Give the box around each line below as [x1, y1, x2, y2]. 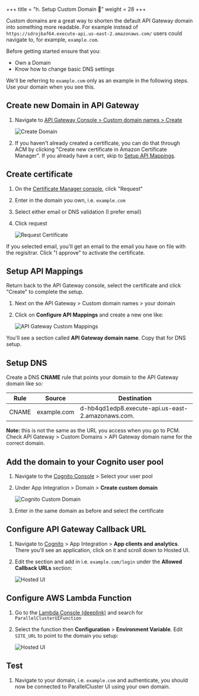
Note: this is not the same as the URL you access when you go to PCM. [6, 427, 181, 434]
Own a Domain [14, 59, 52, 66]
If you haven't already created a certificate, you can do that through [14, 139, 181, 146]
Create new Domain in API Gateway [6, 101, 139, 111]
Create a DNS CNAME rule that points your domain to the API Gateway [6, 374, 179, 381]
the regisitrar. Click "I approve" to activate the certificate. [6, 249, 145, 256]
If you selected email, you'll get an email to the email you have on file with [6, 243, 186, 250]
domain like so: [6, 380, 43, 387]
